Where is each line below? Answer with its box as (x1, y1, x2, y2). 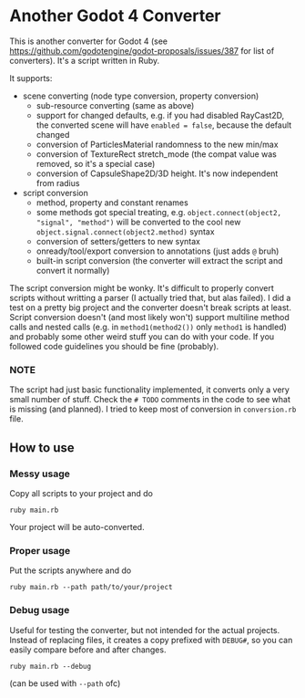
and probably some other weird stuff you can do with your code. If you (9, 330, 275, 342)
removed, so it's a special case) (36, 158, 156, 169)
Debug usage (9, 604, 70, 617)
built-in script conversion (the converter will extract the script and (36, 255, 284, 266)
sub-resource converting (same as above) (36, 99, 195, 110)
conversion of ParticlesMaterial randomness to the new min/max (36, 139, 280, 150)
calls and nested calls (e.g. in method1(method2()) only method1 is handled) (9, 321, 287, 332)
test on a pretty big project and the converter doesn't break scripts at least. (9, 302, 291, 313)
